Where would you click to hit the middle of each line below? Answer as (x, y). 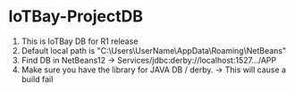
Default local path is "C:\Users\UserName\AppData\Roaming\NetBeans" (154, 50)
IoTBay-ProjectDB (76, 17)
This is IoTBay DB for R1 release (80, 41)
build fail (37, 79)
